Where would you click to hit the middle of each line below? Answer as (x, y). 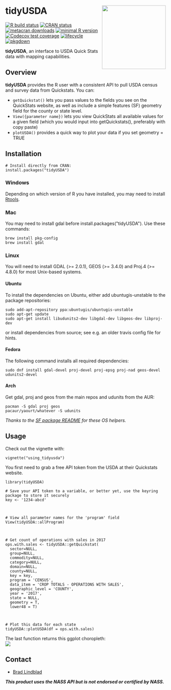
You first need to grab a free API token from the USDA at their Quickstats (81, 467)
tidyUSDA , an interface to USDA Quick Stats (52, 51)
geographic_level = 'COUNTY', (42, 589)
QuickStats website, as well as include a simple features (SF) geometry (87, 105)
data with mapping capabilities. (38, 56)
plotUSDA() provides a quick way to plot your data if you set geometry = (88, 132)
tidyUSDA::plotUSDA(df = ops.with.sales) (50, 629)
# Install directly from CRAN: (38, 165)
